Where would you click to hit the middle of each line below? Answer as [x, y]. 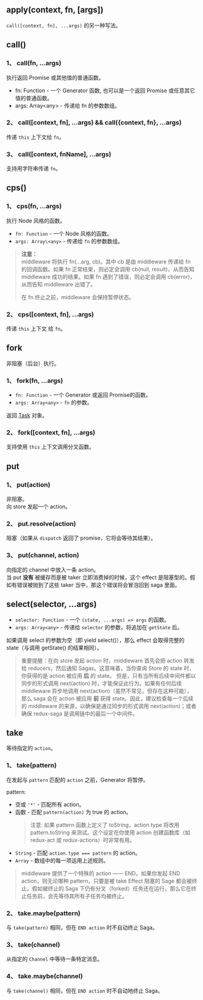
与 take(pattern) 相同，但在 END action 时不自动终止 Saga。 [82, 927]
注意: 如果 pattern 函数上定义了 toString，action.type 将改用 [105, 825]
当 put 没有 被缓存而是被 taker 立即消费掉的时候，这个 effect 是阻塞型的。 [98, 577]
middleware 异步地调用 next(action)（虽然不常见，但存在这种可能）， [107, 690]
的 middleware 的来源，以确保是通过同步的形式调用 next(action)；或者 [109, 706]
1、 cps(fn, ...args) [34, 207]
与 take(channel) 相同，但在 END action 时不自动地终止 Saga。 [85, 990]
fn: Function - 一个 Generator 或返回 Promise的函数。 [83, 395]
